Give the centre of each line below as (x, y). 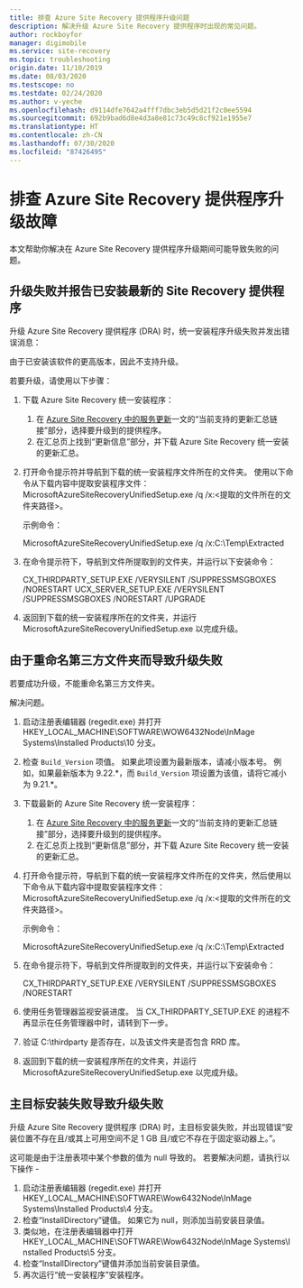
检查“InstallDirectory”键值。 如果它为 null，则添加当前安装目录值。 (146, 1220)
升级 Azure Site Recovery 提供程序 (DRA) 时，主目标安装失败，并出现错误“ (147, 1127)
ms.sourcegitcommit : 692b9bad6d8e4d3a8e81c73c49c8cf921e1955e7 (131, 118)
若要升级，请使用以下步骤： (61, 381)
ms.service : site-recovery (60, 51)
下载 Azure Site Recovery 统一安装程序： (98, 400)
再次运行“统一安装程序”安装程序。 (85, 1274)
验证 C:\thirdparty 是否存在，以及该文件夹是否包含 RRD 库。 (133, 1042)
